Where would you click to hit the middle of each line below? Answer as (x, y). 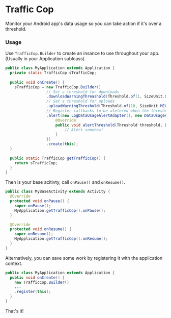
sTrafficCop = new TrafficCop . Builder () (58, 87)
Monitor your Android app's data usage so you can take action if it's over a (83, 23)
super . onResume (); (34, 234)
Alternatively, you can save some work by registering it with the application (84, 258)
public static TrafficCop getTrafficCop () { (58, 158)
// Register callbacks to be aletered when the (97, 111)
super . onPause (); (33, 206)
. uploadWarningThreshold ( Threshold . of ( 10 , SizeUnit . (103, 106)
